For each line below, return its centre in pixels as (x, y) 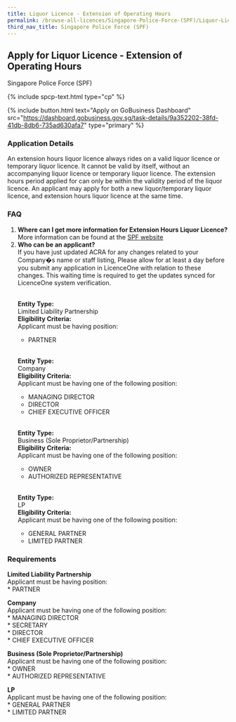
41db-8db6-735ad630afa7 (46, 125)
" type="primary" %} (114, 125)
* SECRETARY (27, 625)
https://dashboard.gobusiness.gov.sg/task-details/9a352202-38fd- (121, 118)
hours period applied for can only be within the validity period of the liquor (115, 181)
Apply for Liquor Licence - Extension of (95, 55)
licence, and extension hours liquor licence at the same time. (95, 196)
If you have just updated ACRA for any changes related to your (108, 252)
